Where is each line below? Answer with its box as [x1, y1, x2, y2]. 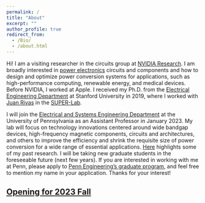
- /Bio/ [12, 37, 32, 43]
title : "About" [6, 15, 45, 21]
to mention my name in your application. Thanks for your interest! [6, 169, 171, 176]
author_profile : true [6, 26, 62, 32]
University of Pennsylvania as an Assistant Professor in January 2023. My [6, 117, 193, 124]
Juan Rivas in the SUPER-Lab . [6, 98, 82, 106]
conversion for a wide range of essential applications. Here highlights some [6, 143, 197, 150]
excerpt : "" [6, 20, 37, 26]
